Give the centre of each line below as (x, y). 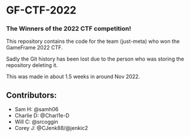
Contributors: (31, 95)
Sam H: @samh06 (36, 109)
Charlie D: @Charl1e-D (42, 116)
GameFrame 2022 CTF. (34, 48)
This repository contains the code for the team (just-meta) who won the (93, 41)
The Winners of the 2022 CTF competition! (69, 29)
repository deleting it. (32, 65)
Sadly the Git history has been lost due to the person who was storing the (95, 59)
